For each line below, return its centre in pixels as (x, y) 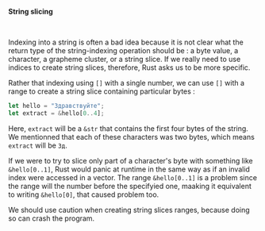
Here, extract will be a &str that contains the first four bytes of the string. (128, 128)
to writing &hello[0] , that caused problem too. (84, 194)
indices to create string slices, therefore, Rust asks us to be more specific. (129, 67)
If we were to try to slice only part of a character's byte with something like (131, 160)
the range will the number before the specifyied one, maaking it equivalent (130, 186)
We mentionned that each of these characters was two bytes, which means (132, 137)
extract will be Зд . (38, 145)
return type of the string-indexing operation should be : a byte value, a (123, 50)
